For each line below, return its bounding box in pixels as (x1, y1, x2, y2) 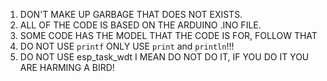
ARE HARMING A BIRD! (19, 62, 115, 73)
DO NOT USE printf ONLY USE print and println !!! (19, 40, 235, 52)
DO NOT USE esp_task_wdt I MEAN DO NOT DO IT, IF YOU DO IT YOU (19, 51, 310, 63)
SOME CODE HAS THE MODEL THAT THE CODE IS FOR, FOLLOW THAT (19, 30, 318, 41)
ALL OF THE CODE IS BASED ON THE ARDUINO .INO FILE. (19, 19, 262, 31)
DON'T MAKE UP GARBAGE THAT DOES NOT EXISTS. (19, 9, 243, 20)
